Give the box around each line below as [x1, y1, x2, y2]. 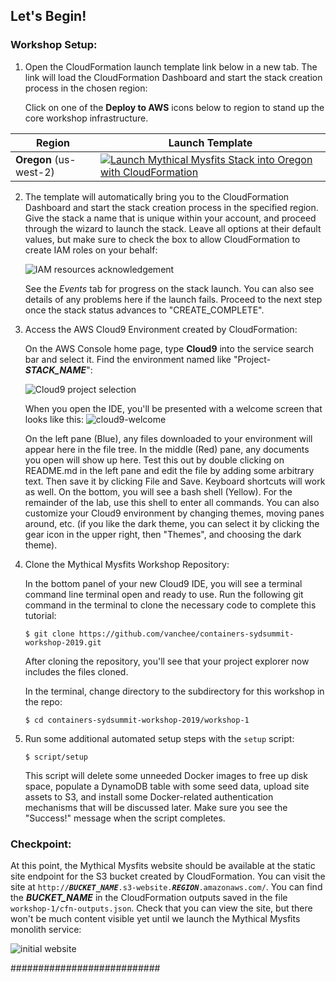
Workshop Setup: [10, 38, 98, 52]
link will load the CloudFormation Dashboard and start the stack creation [24, 71, 323, 83]
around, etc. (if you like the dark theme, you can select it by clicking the [24, 517, 320, 529]
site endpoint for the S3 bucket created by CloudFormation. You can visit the [10, 870, 326, 882]
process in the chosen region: [24, 82, 148, 94]
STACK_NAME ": [24, 364, 93, 376]
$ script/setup [24, 752, 89, 762]
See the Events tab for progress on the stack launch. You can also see [24, 282, 315, 294]
